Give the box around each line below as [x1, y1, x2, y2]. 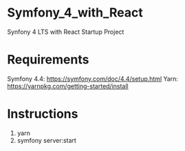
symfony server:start [17, 136, 77, 144]
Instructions [7, 106, 78, 122]
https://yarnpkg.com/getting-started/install [7, 81, 129, 90]
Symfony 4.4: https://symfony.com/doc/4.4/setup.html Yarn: [7, 74, 179, 83]
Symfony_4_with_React [7, 5, 143, 21]
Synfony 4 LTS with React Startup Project [7, 28, 124, 36]
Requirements [7, 52, 89, 68]
